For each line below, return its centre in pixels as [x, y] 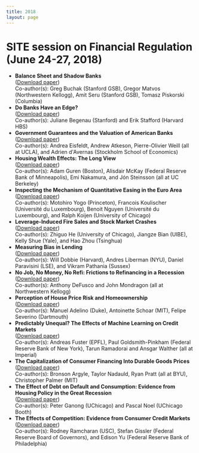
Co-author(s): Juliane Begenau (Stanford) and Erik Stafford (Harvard [99, 121]
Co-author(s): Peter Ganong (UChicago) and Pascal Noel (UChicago [99, 406]
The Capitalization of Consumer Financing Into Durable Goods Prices [102, 361]
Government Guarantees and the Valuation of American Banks [94, 133]
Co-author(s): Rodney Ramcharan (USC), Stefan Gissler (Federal [94, 431]
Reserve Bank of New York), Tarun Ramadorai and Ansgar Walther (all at [104, 349]
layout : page [22, 17]
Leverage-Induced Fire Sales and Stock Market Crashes [85, 222]
